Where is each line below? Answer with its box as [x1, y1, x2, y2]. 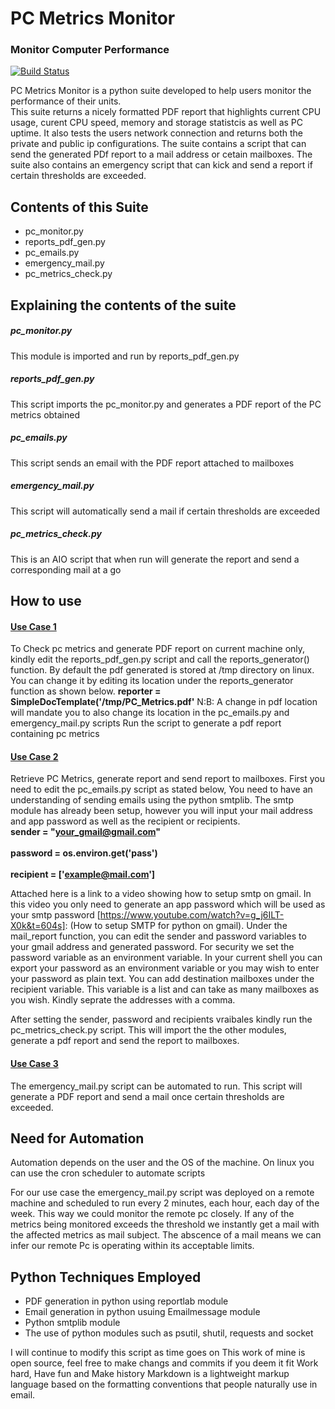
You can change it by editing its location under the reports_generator [10, 675, 294, 687]
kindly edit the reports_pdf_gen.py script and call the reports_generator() [10, 653, 310, 666]
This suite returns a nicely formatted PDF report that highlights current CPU [10, 106, 322, 118]
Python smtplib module [24, 1317, 121, 1329]
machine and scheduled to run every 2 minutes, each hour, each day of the [10, 1197, 320, 1209]
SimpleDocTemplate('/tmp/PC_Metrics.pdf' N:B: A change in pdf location [10, 696, 318, 708]
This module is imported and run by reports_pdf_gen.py [10, 350, 240, 362]
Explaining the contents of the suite [10, 297, 237, 314]
